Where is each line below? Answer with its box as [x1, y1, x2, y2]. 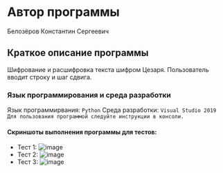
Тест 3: [17, 158, 39, 166]
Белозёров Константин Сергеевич [7, 27, 109, 35]
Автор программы [7, 4, 120, 20]
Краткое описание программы [7, 47, 149, 59]
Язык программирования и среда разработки [7, 90, 171, 100]
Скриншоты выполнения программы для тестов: [7, 127, 157, 136]
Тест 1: [17, 143, 37, 152]
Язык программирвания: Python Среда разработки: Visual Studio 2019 [7, 106, 217, 114]
